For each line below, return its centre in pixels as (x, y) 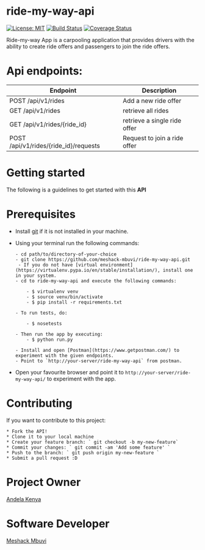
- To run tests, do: (41, 313)
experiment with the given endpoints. (64, 355)
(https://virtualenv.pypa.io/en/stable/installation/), (88, 270)
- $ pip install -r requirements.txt (74, 302)
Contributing (39, 403)
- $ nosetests (44, 323)
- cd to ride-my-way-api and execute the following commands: (96, 281)
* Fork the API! (27, 431)
